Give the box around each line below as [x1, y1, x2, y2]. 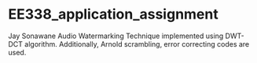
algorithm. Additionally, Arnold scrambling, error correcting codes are [24, 39, 250, 48]
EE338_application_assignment [8, 5, 218, 23]
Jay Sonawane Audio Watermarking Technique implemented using [8, 31, 224, 40]
